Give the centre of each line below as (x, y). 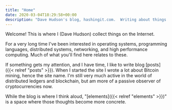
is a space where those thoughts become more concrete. (66, 102)
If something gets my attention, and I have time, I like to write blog (75, 65)
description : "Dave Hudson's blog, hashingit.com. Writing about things (86, 19)
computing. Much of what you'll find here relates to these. (66, 55)
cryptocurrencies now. (29, 86)
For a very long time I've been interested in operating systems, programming (86, 44)
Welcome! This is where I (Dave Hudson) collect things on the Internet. (80, 34)
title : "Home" (21, 10)
